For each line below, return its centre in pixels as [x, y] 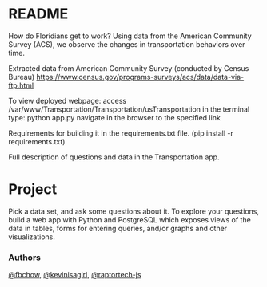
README [38, 14]
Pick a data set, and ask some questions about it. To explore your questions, [134, 211]
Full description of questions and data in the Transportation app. [114, 157]
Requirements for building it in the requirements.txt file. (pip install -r [121, 133]
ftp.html [21, 85]
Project [33, 189]
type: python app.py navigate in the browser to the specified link [115, 117]
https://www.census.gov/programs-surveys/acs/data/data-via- [140, 77]
